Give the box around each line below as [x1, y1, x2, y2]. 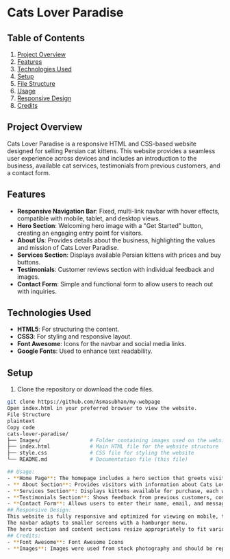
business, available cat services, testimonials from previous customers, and [7, 161, 220, 170]
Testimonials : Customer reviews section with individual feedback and [16, 265, 214, 273]
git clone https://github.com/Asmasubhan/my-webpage [7, 398, 161, 406]
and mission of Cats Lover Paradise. [16, 243, 119, 251]
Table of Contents [7, 32, 86, 44]
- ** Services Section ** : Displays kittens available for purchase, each [7, 488, 219, 494]
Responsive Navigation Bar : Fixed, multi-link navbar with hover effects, [16, 207, 220, 215]
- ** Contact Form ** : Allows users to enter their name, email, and [7, 500, 204, 507]
